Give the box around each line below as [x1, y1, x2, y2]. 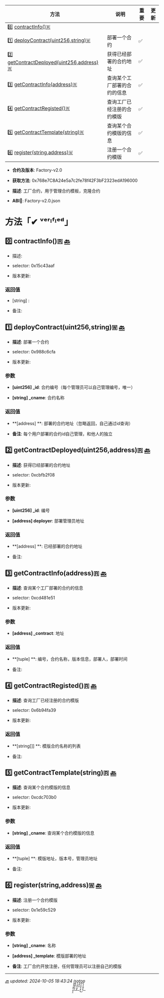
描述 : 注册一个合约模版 [12, 897, 58, 903]
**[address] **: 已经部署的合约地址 [12, 544, 82, 549]
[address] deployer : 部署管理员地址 [12, 518, 84, 524]
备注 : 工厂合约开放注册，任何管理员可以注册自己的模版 [12, 963, 122, 970]
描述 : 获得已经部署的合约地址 [12, 462, 71, 468]
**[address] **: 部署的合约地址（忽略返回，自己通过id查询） [12, 420, 133, 426]
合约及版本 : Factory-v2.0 [12, 167, 62, 173]
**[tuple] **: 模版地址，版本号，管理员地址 [12, 855, 98, 862]
